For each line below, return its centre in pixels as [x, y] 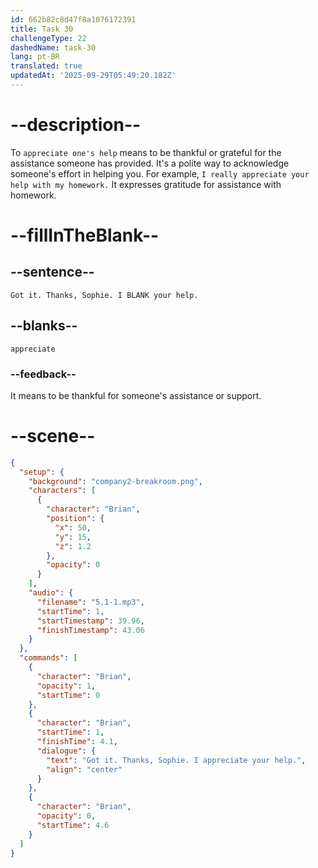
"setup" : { [42, 472]
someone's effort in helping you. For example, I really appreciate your [160, 173]
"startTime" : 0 [68, 695]
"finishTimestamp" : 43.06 [90, 630]
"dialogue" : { [66, 751]
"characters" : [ [62, 491]
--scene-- [53, 436]
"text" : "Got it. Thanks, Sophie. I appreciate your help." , [176, 760]
